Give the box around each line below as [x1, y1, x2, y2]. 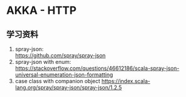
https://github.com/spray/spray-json [15, 52, 106, 59]
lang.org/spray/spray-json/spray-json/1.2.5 [15, 84, 122, 91]
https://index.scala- [101, 78, 150, 84]
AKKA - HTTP [6, 4, 77, 17]
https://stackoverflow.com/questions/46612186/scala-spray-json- [15, 64, 180, 72]
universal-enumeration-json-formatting [15, 71, 113, 78]
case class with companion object [15, 78, 101, 84]
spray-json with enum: [15, 58, 71, 65]
